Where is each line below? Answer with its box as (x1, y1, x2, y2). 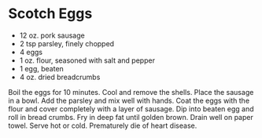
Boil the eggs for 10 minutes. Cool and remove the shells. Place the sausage (8, 87, 254, 96)
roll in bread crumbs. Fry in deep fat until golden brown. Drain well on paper (8, 112, 253, 122)
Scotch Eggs (8, 5, 93, 23)
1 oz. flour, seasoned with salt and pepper (19, 56, 156, 65)
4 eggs (19, 47, 43, 56)
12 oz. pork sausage (19, 31, 85, 40)
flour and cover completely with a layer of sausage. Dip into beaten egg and (8, 103, 254, 114)
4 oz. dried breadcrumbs (19, 72, 101, 82)
